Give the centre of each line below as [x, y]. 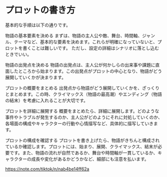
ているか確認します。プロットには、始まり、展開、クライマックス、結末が [81, 146]
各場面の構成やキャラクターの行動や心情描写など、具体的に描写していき [79, 123]
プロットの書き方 [40, 10]
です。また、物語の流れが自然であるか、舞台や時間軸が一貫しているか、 [83, 153]
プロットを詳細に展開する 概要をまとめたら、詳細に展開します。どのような [82, 111]
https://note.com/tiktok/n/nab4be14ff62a [47, 169]
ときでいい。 [18, 54]
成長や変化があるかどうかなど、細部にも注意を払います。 [90, 159]
